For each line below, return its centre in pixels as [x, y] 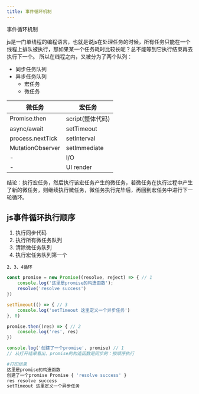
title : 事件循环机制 [29, 12]
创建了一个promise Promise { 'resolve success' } [67, 375]
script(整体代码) [88, 119]
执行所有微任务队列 [39, 240]
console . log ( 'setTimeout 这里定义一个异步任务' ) [74, 310]
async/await [27, 129]
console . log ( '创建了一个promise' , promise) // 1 [66, 348]
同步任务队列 [31, 69]
